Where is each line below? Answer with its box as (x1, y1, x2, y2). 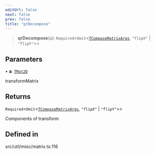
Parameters (5, 55, 43, 63)
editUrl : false (5, 7, 37, 13)
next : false (5, 12, 30, 17)
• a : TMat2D (5, 68, 28, 74)
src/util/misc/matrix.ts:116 (5, 143, 58, 149)
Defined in (5, 130, 39, 138)
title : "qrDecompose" (5, 21, 51, 27)
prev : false (5, 17, 30, 22)
